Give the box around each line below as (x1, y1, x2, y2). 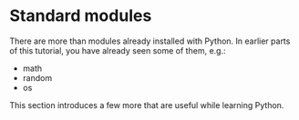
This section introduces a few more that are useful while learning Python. (9, 99, 284, 110)
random (22, 72, 53, 83)
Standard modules (9, 5, 152, 26)
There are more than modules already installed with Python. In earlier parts (9, 35, 291, 46)
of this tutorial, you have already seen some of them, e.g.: (9, 45, 226, 55)
